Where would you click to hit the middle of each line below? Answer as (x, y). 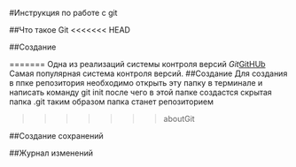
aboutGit (179, 119)
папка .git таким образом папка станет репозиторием (112, 102)
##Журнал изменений (51, 153)
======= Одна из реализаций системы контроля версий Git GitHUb (137, 64)
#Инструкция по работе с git (63, 13)
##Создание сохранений (56, 136)
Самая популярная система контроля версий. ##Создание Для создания (148, 73)
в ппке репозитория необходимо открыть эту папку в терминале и (136, 83)
